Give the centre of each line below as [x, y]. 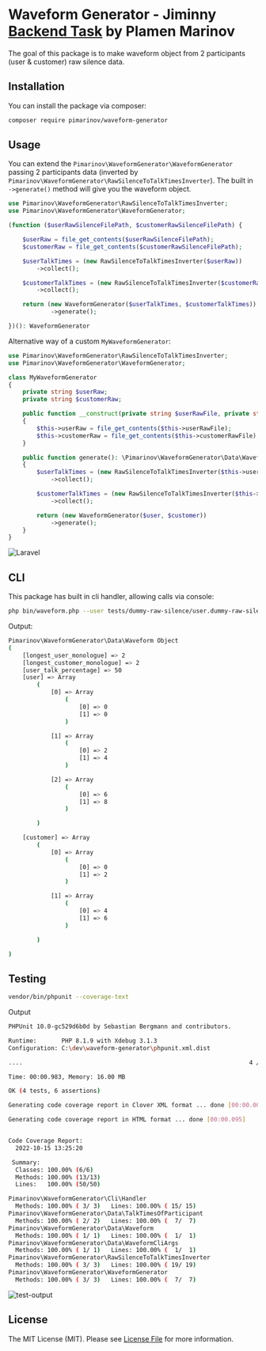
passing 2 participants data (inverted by [73, 173]
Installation [36, 87]
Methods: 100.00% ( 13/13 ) [58, 1177]
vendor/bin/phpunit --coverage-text [68, 997]
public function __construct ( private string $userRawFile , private [136, 414]
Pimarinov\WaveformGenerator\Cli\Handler [78, 1199]
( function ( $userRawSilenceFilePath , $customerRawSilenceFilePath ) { [125, 226]
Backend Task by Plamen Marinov [122, 31]
